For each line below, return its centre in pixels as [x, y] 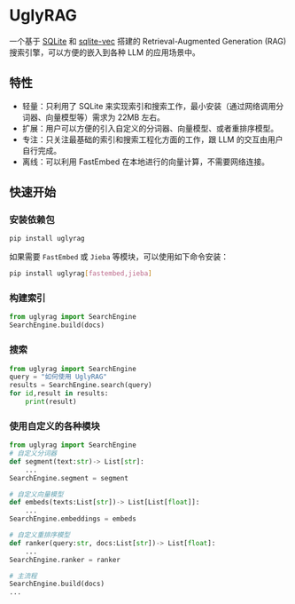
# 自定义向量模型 [36, 494]
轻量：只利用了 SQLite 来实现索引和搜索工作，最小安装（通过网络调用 [149, 106]
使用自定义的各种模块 [54, 425]
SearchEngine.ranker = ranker [65, 560]
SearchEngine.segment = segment [69, 478]
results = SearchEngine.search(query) [81, 385]
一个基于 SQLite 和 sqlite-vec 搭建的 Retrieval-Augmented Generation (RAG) [148, 41]
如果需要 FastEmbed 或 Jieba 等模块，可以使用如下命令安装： [119, 257]
